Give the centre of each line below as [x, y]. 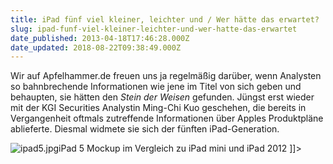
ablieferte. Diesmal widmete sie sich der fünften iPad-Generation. [145, 129]
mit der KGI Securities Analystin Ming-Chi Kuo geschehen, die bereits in [158, 108]
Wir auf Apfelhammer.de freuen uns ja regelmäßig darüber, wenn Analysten [166, 76]
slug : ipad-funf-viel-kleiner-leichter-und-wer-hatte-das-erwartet [154, 29]
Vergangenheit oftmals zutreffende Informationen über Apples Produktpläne [167, 118]
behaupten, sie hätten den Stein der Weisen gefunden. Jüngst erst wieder [162, 97]
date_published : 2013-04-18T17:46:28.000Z [100, 38]
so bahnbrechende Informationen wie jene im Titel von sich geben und [156, 87]
